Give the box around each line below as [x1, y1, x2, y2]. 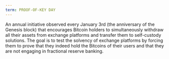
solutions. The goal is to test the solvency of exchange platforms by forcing [5, 37, 163, 43]
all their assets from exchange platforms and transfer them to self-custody [5, 32, 161, 38]
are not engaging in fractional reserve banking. [5, 48, 104, 54]
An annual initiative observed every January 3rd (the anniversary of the [5, 21, 155, 27]
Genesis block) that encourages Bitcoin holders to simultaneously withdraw [5, 26, 164, 33]
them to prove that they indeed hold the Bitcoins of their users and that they [5, 42, 164, 48]
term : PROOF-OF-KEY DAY [5, 7, 56, 13]
